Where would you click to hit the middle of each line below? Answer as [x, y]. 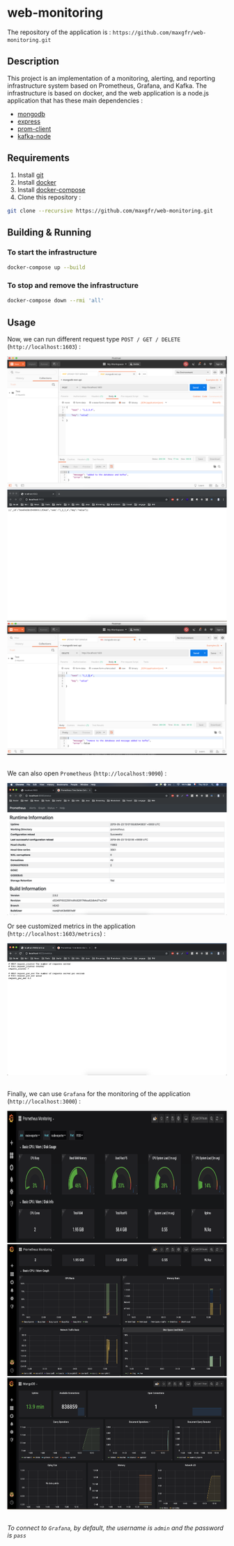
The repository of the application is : [59, 32]
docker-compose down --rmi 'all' [56, 301]
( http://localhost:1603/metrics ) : [56, 933]
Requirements [38, 158]
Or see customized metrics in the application [71, 926]
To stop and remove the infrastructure [73, 285]
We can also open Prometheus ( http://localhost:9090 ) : [87, 773]
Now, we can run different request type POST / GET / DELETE [94, 339]
